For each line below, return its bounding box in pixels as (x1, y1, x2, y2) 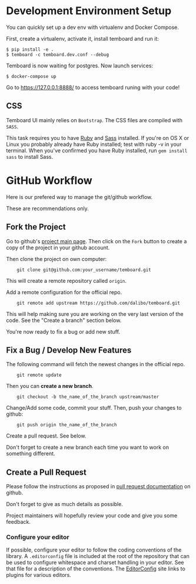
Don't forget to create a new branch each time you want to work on (6, 444, 170, 451)
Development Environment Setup (6, 4, 172, 18)
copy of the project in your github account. (6, 244, 110, 251)
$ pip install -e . (6, 46, 54, 53)
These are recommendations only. (6, 205, 89, 212)
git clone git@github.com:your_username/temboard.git (16, 267, 151, 273)
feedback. (6, 518, 31, 526)
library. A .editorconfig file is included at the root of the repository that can (6, 553, 190, 560)
